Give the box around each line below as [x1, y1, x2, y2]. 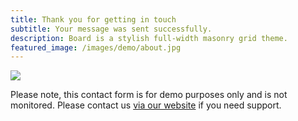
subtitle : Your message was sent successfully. [10, 24, 213, 34]
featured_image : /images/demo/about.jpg [10, 42, 182, 53]
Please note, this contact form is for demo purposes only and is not [10, 89, 288, 101]
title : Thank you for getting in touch [10, 14, 177, 25]
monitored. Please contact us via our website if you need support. [10, 99, 282, 111]
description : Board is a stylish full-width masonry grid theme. [10, 33, 288, 43]
